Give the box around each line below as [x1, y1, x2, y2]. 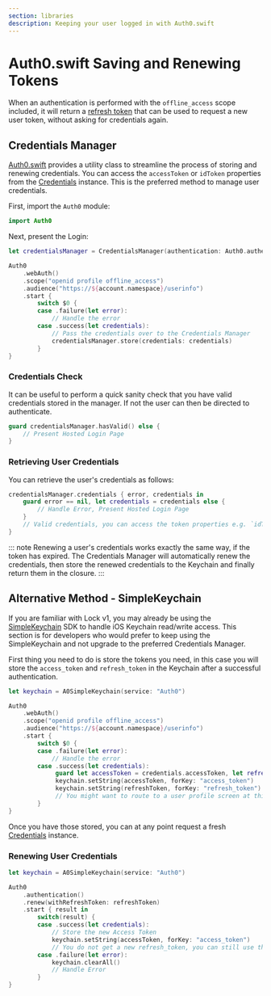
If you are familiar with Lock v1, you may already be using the [8, 613, 211, 623]
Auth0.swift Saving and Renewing [8, 54, 241, 73]
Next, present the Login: [8, 232, 89, 242]
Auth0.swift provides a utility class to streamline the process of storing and [8, 160, 257, 170]
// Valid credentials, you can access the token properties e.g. [23, 520, 248, 529]
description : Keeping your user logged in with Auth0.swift [8, 19, 215, 27]
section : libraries [8, 11, 74, 20]
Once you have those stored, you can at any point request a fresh [8, 822, 227, 831]
